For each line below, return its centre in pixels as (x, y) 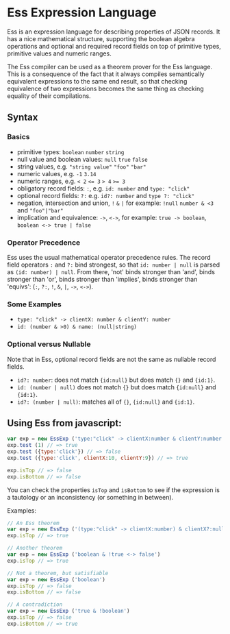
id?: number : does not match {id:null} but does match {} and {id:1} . (116, 380)
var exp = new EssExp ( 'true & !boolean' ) (68, 611)
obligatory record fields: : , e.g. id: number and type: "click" (103, 188)
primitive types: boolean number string (71, 151)
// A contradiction (35, 605)
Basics (18, 137)
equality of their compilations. (49, 96)
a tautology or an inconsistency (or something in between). (90, 497)
